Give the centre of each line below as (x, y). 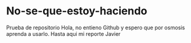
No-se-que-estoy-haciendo (77, 11)
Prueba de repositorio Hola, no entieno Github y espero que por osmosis (96, 27)
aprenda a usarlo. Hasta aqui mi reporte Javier (63, 33)
